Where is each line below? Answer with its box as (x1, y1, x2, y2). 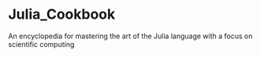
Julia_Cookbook (8, 5, 116, 23)
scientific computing (8, 39, 75, 48)
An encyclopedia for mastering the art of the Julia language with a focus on (8, 31, 253, 41)
